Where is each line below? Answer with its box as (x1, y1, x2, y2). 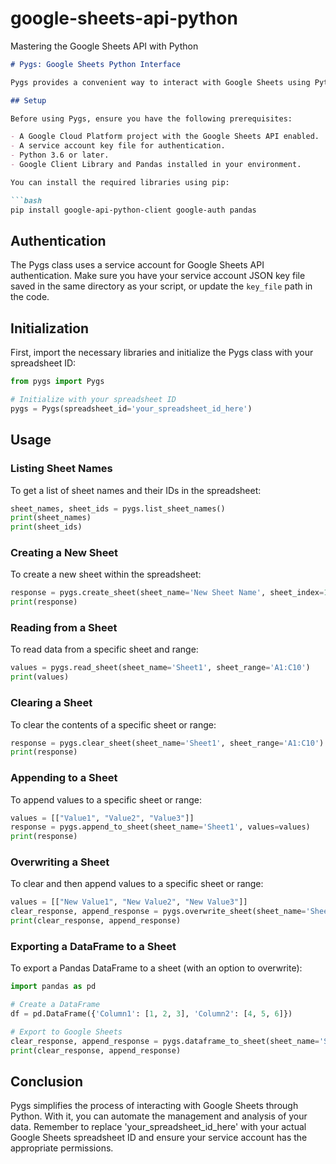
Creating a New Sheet (10, 546, 119, 560)
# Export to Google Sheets (10, 1027, 123, 1037)
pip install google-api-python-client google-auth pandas (10, 205, 257, 215)
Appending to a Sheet (10, 771, 118, 785)
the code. (10, 291, 50, 303)
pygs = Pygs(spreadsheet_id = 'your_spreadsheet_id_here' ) (10, 403, 253, 414)
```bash (10, 195, 43, 206)
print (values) (10, 672, 70, 682)
